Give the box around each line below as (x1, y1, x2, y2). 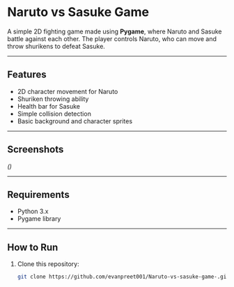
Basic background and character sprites (17, 116, 133, 125)
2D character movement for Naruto (17, 87, 118, 95)
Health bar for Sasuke (17, 102, 80, 110)
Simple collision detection (17, 109, 92, 118)
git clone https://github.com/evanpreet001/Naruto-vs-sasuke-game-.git (17, 273, 230, 281)
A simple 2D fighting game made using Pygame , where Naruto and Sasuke (7, 27, 222, 36)
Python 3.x (17, 207, 49, 216)
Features (7, 69, 47, 81)
